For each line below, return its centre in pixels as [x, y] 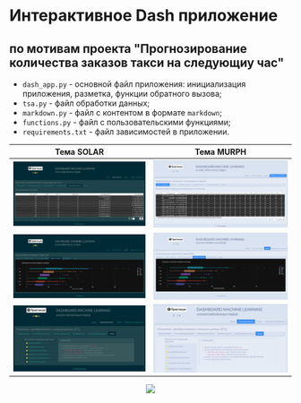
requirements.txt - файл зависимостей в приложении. [126, 132]
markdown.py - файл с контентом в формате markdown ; [122, 112]
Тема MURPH [221, 151]
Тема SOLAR [80, 151]
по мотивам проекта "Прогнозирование [129, 49]
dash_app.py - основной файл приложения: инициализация [134, 84]
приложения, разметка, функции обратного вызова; [122, 94]
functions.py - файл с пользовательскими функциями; [126, 122]
